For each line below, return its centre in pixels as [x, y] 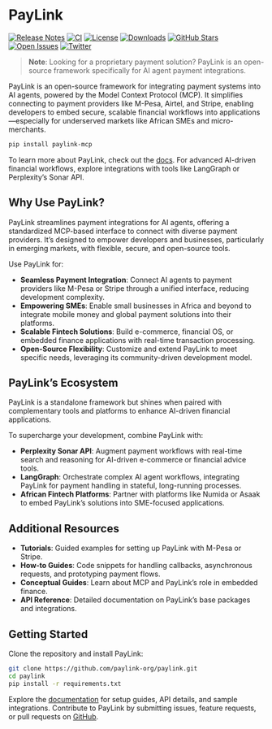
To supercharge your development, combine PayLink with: [106, 436]
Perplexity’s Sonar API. [47, 177]
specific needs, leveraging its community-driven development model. [136, 357]
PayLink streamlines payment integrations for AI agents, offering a [119, 222]
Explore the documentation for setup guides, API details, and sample [123, 699]
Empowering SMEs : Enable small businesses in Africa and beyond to [136, 306]
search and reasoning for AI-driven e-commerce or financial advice [133, 460]
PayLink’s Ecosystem [63, 383]
